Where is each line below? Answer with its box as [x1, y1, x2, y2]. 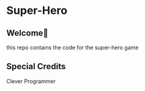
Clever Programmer [6, 77, 56, 85]
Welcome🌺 [6, 28, 49, 38]
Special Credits [6, 61, 66, 72]
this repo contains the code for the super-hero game [6, 44, 139, 51]
